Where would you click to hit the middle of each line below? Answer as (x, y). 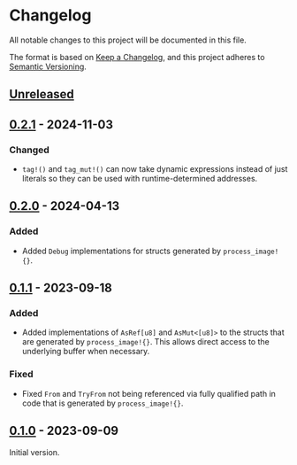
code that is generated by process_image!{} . (103, 403)
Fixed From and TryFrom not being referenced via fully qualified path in (149, 393)
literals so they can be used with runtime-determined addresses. (140, 179)
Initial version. (34, 452)
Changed (30, 150)
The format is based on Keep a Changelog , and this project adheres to (137, 57)
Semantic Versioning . (48, 66)
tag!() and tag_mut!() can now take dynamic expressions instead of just (155, 169)
